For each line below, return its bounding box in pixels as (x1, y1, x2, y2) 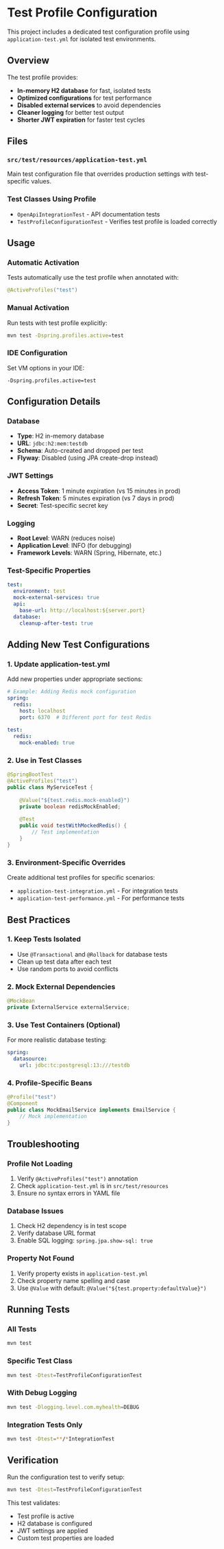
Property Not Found (7, 1253, 75, 1263)
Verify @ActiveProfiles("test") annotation (16, 1174, 138, 1183)
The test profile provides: (7, 73, 79, 81)
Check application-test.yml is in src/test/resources (16, 1182, 169, 1190)
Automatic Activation (7, 258, 80, 267)
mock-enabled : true (19, 739, 75, 746)
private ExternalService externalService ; (7, 1003, 130, 1011)
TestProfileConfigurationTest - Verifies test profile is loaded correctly (16, 217, 217, 225)
